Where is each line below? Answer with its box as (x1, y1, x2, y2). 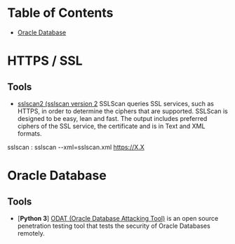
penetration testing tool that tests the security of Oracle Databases (17, 221, 210, 230)
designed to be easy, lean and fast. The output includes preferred (17, 114, 208, 122)
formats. (17, 129, 42, 138)
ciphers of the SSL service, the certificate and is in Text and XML (17, 122, 206, 130)
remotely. (17, 229, 46, 237)
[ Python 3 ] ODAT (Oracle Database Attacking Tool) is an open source (17, 214, 219, 222)
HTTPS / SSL (7, 53, 83, 69)
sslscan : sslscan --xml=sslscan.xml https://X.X (7, 143, 145, 151)
